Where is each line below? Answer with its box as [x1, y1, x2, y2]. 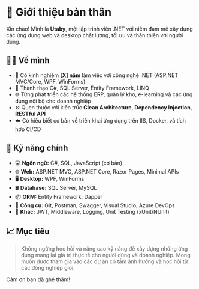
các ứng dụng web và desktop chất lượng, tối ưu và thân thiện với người [6, 31, 183, 38]
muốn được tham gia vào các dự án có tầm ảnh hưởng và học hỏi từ [20, 258, 188, 265]
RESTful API [14, 110, 46, 117]
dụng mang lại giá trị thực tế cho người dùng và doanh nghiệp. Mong [20, 252, 191, 259]
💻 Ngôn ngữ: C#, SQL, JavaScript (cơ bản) [14, 159, 123, 166]
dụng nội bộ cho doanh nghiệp [14, 97, 91, 105]
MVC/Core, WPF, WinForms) [14, 78, 86, 85]
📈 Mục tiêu [6, 226, 50, 236]
